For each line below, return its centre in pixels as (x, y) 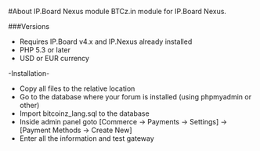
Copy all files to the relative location (77, 88)
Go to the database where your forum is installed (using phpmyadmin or (135, 97)
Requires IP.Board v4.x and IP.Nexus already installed (106, 41)
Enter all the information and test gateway (87, 138)
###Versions (29, 26)
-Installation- (29, 73)
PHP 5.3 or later (45, 50)
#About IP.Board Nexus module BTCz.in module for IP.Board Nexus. (117, 11)
